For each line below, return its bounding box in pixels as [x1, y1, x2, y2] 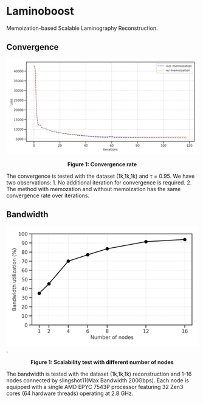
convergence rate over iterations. [6, 192, 90, 199]
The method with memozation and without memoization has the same [6, 185, 181, 192]
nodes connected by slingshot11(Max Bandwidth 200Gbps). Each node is [6, 376, 190, 384]
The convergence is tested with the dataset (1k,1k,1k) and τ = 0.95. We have [6, 172, 195, 180]
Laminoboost [6, 4, 74, 18]
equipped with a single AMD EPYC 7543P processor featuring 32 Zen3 [6, 383, 184, 390]
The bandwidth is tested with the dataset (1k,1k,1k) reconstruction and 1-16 [6, 370, 192, 377]
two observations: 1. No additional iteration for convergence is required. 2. [6, 178, 192, 186]
